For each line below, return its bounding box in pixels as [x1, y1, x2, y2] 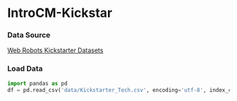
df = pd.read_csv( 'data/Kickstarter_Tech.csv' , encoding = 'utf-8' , [7, 86, 207, 93]
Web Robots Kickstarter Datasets [7, 46, 104, 54]
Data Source [7, 30, 51, 40]
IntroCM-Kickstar [7, 5, 113, 21]
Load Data [7, 64, 44, 73]
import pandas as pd [7, 80, 68, 87]
